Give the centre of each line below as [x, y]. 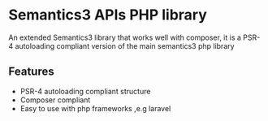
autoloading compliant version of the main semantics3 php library [125, 45]
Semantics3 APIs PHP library [108, 15]
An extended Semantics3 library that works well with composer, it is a [125, 37]
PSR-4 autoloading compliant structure [85, 91]
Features [31, 72]
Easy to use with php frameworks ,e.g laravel [95, 108]
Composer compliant [55, 100]
